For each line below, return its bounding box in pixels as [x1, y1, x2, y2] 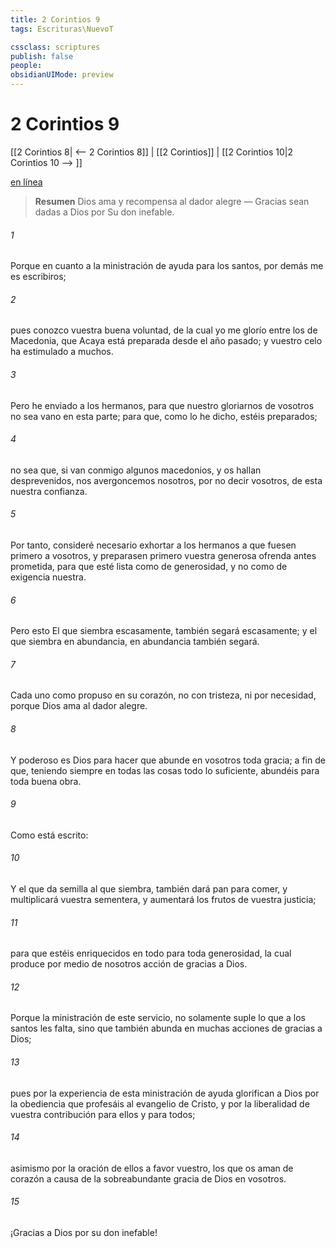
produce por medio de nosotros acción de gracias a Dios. [10, 958, 248, 970]
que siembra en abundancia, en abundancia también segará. [10, 636, 260, 648]
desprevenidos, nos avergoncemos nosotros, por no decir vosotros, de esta [10, 474, 323, 486]
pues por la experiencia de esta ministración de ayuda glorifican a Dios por [10, 1087, 320, 1099]
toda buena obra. [10, 775, 82, 787]
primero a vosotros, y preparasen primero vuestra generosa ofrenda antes [10, 549, 317, 561]
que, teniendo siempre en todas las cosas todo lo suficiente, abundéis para [10, 764, 320, 776]
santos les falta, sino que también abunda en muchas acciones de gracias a [10, 1022, 323, 1035]
